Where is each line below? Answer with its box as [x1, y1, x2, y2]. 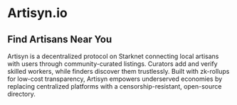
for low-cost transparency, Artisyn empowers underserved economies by [7, 74, 223, 83]
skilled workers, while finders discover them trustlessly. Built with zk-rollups [7, 67, 230, 75]
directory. [7, 90, 36, 98]
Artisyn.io [7, 5, 68, 21]
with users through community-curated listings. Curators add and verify [7, 60, 218, 68]
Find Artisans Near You [7, 33, 112, 45]
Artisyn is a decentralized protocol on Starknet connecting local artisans [7, 52, 219, 60]
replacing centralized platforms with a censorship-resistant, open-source [7, 82, 222, 90]
